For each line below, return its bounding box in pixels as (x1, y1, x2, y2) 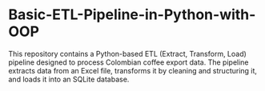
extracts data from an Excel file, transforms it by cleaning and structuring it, (8, 65, 258, 75)
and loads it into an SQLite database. (8, 74, 130, 84)
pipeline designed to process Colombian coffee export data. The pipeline (8, 57, 250, 67)
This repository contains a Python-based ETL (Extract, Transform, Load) (8, 49, 247, 58)
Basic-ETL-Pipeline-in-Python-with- (8, 6, 256, 24)
